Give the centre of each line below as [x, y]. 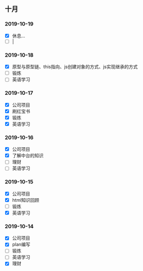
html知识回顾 [26, 200]
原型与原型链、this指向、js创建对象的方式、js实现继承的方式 [75, 67]
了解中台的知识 [28, 156]
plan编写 [21, 245]
